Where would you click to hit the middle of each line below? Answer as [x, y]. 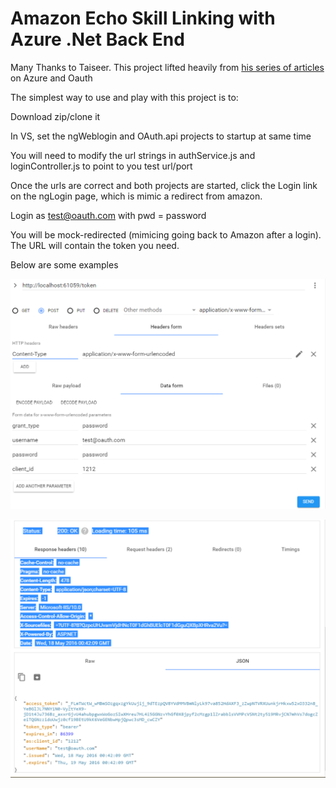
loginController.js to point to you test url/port [101, 166]
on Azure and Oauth [51, 78]
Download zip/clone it [55, 116]
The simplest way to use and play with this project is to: [124, 97]
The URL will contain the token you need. [95, 245]
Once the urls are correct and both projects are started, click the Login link [164, 185]
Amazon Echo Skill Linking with [143, 18]
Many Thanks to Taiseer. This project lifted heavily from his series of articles [167, 67]
